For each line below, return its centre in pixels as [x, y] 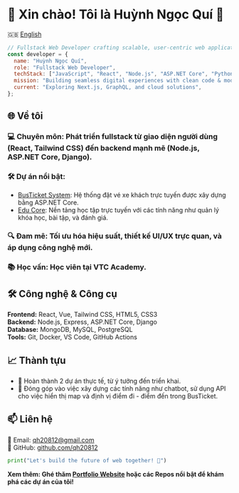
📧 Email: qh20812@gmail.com [51, 440]
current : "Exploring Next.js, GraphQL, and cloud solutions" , [108, 87]
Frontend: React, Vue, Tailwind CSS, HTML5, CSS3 [83, 315]
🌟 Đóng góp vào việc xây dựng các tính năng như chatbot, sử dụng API [122, 389]
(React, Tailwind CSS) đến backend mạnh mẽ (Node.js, [103, 148]
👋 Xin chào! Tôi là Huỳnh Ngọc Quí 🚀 [116, 15]
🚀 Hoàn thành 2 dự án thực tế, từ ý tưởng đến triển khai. [99, 381]
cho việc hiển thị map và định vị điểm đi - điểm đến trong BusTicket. [118, 396]
